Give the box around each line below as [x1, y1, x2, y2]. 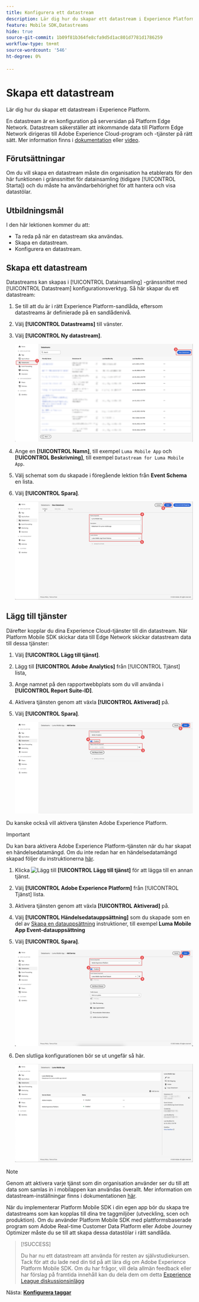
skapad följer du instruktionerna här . [6, 855, 95, 862]
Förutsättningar [6, 153, 65, 164]
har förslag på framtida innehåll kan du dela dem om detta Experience [20, 1270, 191, 1278]
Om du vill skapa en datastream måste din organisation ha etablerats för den [6, 170, 192, 177]
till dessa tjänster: [6, 639, 49, 647]
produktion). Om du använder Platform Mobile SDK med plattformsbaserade [6, 1216, 191, 1223]
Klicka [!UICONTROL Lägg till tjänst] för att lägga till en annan [14, 867, 193, 874]
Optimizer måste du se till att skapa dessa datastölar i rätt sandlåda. [6, 1229, 172, 1236]
